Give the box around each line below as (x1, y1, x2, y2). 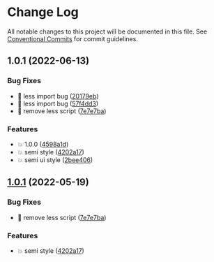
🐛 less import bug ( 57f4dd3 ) (17, 99, 99, 108)
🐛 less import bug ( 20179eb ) (17, 92, 99, 100)
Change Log (7, 4, 79, 20)
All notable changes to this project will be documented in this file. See (7, 27, 208, 36)
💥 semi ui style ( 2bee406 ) (17, 155, 93, 164)
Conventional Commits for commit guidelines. (7, 34, 138, 43)
